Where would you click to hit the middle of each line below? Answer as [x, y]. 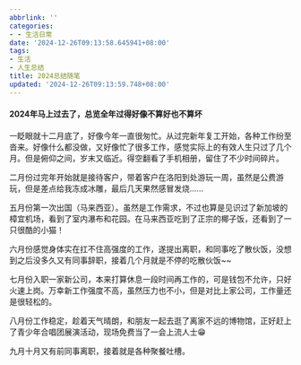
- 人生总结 [27, 68]
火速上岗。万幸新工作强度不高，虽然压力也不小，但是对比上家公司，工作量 [146, 290]
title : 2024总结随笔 [45, 76]
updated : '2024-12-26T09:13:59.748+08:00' [90, 84]
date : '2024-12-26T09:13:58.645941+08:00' [90, 43]
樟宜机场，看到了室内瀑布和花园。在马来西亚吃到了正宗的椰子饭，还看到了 [146, 218]
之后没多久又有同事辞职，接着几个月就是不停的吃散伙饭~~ [124, 260]
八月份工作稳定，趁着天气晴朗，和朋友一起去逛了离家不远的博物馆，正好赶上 [150, 320]
